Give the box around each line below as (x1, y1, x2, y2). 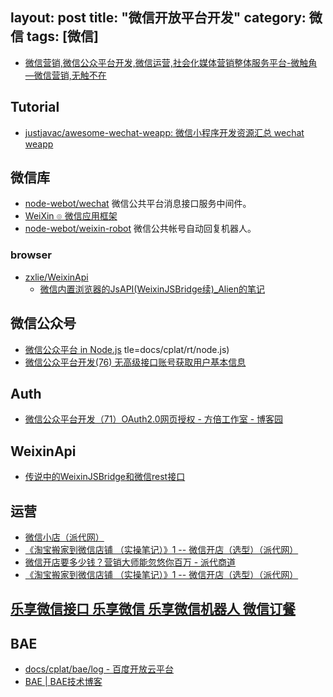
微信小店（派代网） (24, 531, 105, 543)
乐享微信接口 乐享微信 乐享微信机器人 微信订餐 (10, 601, 296, 618)
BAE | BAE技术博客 (24, 676, 103, 688)
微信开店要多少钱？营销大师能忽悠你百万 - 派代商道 (24, 556, 237, 568)
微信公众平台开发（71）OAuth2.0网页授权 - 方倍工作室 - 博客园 (24, 413, 284, 425)
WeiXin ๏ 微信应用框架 (24, 210, 118, 222)
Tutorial (10, 99, 60, 116)
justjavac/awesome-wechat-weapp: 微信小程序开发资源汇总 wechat (24, 126, 305, 138)
